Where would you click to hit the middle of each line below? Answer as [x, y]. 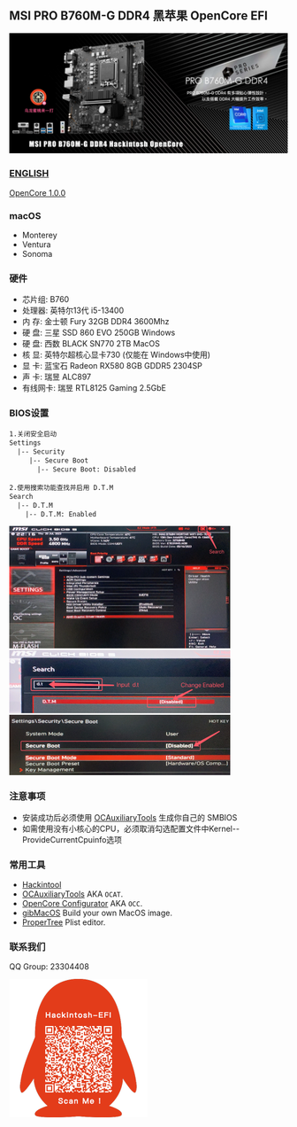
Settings [25, 443]
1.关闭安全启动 [33, 434]
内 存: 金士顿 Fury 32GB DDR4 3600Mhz [95, 322]
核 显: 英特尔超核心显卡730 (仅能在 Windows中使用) [116, 355]
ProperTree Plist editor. [64, 922]
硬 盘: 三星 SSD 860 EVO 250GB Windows [99, 333]
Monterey [39, 235]
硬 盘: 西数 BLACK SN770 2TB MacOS [91, 344]
